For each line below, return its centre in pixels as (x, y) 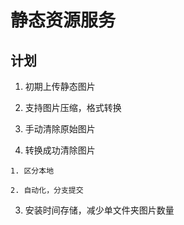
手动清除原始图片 (60, 129)
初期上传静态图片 (60, 86)
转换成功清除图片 (60, 150)
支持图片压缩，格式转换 (73, 107)
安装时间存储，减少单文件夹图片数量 (99, 210)
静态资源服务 (63, 20)
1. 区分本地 (32, 171)
